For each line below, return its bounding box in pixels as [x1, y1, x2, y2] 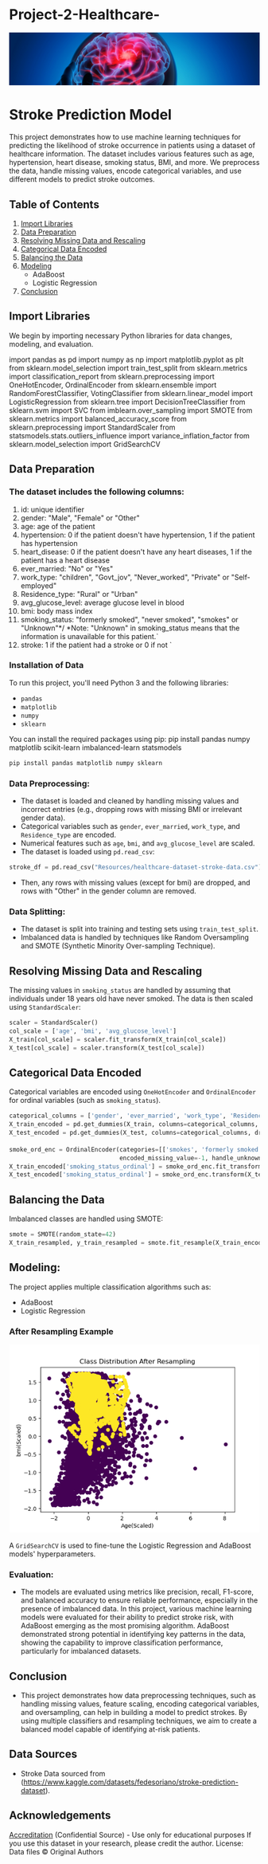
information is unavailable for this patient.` [20, 631, 159, 641]
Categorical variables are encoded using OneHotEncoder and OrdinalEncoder [9, 1087, 257, 1097]
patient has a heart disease [20, 555, 111, 565]
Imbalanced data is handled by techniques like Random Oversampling [20, 932, 250, 942]
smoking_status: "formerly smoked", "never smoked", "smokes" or [20, 614, 239, 624]
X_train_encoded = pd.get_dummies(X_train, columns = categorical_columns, [9, 1120, 259, 1128]
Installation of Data [9, 660, 84, 671]
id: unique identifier [20, 504, 84, 514]
